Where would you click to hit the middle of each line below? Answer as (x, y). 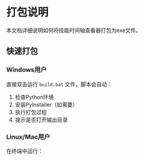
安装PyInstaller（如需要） (46, 104)
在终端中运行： (25, 151)
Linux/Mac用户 (28, 136)
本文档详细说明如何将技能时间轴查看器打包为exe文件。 (74, 30)
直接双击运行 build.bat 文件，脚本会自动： (59, 84)
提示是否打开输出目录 (41, 120)
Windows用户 (26, 70)
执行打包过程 (31, 112)
